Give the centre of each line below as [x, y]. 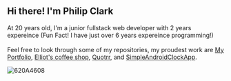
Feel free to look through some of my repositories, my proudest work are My [115, 49]
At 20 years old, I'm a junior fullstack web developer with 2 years [99, 27]
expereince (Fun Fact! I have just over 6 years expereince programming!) [110, 35]
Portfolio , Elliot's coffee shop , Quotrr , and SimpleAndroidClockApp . [102, 57]
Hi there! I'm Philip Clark [60, 11]
